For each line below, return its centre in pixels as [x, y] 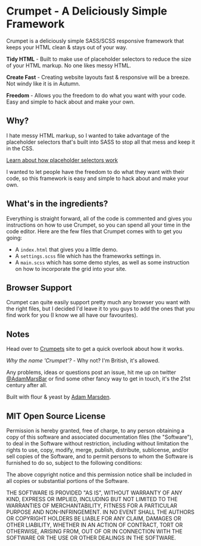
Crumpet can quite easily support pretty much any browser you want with [98, 302]
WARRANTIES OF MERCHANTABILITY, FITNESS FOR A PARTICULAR [92, 505]
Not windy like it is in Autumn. [43, 84]
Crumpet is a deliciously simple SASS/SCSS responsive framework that [95, 41]
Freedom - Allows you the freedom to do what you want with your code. [96, 95]
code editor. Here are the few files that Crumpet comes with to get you [94, 231]
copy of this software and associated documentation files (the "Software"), [100, 437]
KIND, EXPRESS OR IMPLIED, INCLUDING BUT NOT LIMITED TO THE [92, 499]
